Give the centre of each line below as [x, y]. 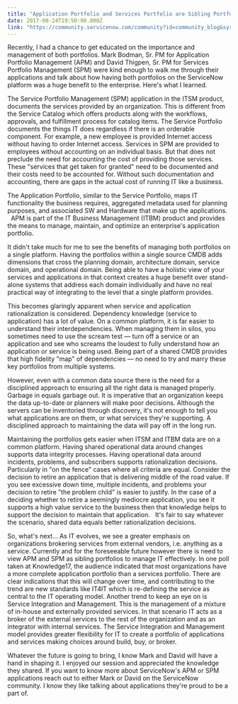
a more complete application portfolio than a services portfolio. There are [114, 574]
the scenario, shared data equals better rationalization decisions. [102, 522]
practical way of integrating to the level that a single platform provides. [110, 293]
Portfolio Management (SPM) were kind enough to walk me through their [113, 70]
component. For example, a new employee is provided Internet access [110, 136]
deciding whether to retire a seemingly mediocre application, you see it [111, 500]
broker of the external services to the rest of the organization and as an [112, 619]
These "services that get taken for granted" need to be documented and [113, 167]
